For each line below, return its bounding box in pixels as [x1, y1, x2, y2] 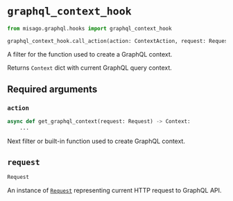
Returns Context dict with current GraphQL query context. [7, 64, 172, 72]
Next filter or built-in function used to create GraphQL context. [7, 137, 186, 146]
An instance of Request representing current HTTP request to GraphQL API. [7, 186, 222, 194]
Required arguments [7, 84, 98, 95]
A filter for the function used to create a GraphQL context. [7, 50, 173, 58]
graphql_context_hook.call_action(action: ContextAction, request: [7, 37, 207, 44]
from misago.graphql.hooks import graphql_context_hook [7, 25, 172, 32]
